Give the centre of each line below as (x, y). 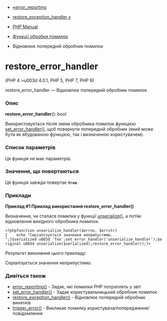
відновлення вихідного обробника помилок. (52, 222)
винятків (21, 303)
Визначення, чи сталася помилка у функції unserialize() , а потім (73, 216)
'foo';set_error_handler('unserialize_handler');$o (107, 240)
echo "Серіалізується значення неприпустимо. (64, 235)
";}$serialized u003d (28, 240)
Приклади (18, 195)
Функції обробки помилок (40, 36)
